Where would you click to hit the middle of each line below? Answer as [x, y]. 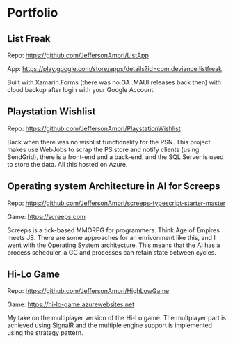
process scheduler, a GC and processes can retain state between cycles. [112, 252]
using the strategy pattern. [45, 333]
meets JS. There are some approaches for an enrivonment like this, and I [111, 237]
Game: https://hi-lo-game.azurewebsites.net [71, 304]
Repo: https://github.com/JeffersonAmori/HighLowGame [88, 291]
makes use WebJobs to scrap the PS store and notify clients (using [103, 149]
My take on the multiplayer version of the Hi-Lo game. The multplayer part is [117, 318]
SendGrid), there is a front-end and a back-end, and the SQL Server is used [115, 157]
